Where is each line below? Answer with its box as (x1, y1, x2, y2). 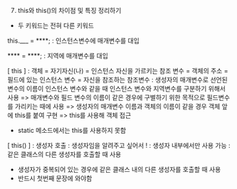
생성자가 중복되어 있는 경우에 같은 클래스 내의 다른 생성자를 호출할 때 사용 (17, 166, 221, 173)
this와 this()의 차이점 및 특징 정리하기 (17, 6, 122, 14)
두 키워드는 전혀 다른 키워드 (17, 21, 95, 30)
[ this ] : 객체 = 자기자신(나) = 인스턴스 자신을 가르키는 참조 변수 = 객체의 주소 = (7, 67, 228, 75)
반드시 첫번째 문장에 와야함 (17, 174, 93, 183)
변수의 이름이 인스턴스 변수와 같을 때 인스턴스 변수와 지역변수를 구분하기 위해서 (7, 85, 226, 92)
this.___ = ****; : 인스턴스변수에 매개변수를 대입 (7, 36, 140, 45)
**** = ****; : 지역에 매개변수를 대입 (7, 52, 109, 60)
